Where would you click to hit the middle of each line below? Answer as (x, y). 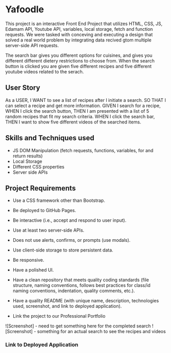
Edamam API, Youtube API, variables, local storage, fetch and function (79, 29)
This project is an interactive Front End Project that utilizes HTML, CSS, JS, (84, 24)
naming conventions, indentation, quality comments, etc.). (74, 291)
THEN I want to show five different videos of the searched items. (73, 122)
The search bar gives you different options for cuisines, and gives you (79, 55)
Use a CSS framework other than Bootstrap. (59, 200)
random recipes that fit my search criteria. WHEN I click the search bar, (80, 116)
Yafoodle (25, 9)
